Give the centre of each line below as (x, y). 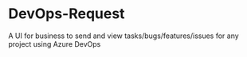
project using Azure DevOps (55, 44)
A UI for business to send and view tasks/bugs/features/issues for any (123, 36)
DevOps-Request (67, 14)
